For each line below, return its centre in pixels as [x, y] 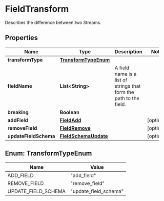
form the [124, 92]
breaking [18, 112]
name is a [125, 74]
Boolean [70, 112]
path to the [127, 98]
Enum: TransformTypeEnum [49, 153]
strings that [127, 86]
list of [121, 80]
